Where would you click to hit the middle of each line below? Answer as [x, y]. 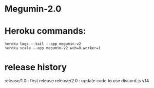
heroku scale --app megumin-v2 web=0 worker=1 [53, 48]
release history [36, 67]
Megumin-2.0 [33, 9]
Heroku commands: [45, 31]
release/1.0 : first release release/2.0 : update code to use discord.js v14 [77, 81]
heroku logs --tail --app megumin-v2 [43, 44]
